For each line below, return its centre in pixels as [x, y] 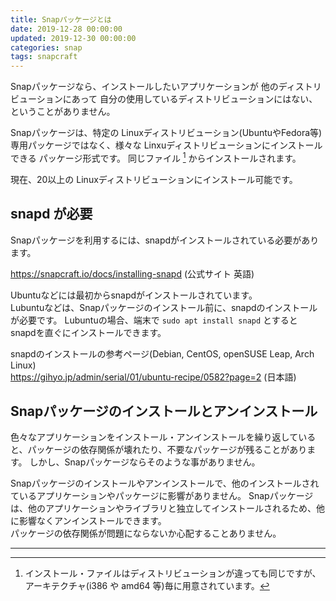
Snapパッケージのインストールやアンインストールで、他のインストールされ [165, 483]
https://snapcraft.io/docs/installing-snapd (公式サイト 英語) [132, 273]
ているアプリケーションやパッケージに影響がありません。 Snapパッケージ [162, 496]
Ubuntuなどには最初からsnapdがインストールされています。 [134, 295]
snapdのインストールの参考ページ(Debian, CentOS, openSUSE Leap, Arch [162, 353]
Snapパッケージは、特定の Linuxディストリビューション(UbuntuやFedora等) [166, 133]
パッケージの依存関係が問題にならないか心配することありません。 [146, 533]
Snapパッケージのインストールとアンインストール [164, 411]
